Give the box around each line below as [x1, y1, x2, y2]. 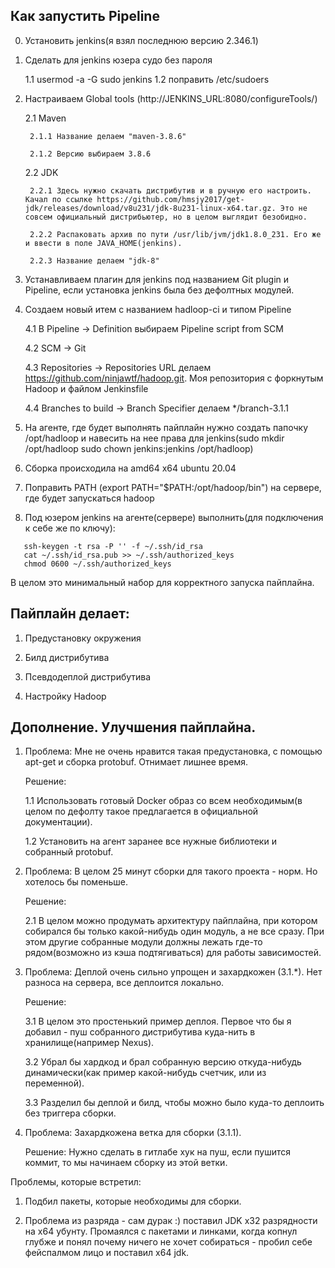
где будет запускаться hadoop [24, 492, 155, 504]
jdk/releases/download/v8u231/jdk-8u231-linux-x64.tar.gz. [24, 203, 277, 213]
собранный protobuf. [24, 846, 114, 858]
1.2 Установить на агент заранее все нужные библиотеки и [24, 835, 277, 848]
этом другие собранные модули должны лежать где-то [24, 936, 263, 948]
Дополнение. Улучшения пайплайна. [10, 719, 257, 736]
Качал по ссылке [24, 194, 93, 204]
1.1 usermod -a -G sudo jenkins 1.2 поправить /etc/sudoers [24, 73, 270, 85]
